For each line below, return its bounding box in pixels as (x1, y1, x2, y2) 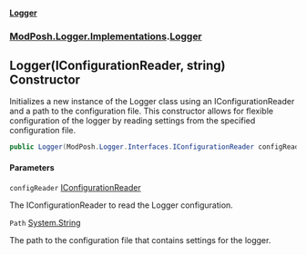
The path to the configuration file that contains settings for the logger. (9, 235, 271, 246)
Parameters (9, 162, 55, 172)
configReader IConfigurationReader (9, 182, 141, 193)
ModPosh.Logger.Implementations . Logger (9, 30, 202, 43)
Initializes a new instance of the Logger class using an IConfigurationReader (9, 96, 295, 107)
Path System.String (9, 218, 81, 229)
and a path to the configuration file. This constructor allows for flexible (9, 105, 274, 117)
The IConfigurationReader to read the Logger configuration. (9, 200, 234, 211)
